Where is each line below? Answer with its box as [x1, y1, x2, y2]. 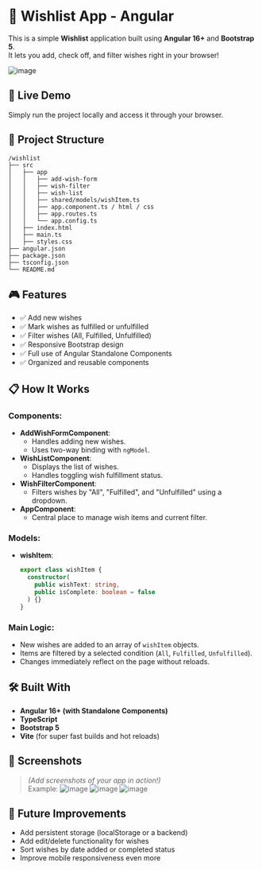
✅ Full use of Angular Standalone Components [19, 349, 172, 359]
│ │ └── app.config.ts [8, 216, 98, 225]
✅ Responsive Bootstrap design [19, 340, 125, 349]
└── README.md [8, 266, 56, 274]
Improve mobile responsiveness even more [19, 853, 161, 863]
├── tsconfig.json [8, 258, 69, 266]
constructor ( [27, 573, 71, 581]
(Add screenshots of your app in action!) [27, 775, 161, 785]
